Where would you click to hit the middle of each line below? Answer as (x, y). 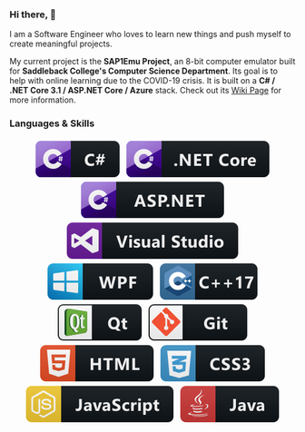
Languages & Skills (52, 123)
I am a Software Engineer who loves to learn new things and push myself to (150, 34)
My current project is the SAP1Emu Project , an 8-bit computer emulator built (152, 62)
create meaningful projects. (61, 44)
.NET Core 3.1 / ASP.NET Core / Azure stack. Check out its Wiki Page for (146, 91)
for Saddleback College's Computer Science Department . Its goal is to (144, 71)
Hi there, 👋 (33, 15)
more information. (43, 100)
